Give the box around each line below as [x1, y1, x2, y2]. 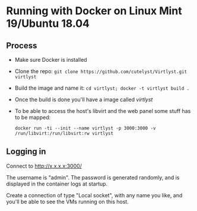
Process [6, 40, 37, 51]
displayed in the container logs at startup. [6, 180, 108, 187]
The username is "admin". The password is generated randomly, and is [6, 174, 180, 181]
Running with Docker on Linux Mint [6, 4, 182, 18]
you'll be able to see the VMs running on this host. [6, 198, 129, 205]
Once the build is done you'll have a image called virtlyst [14, 96, 153, 103]
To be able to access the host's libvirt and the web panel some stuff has [14, 108, 191, 114]
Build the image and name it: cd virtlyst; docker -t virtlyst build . [14, 84, 190, 92]
